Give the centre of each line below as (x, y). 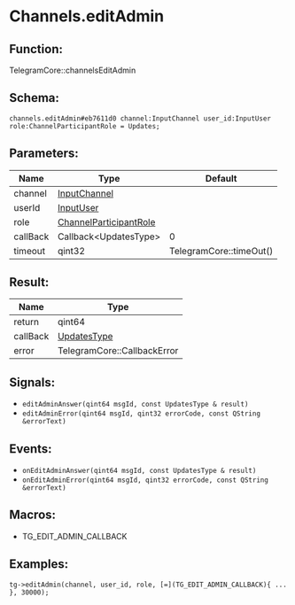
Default (221, 178)
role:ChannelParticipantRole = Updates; (85, 126)
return (27, 322)
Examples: (39, 564)
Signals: (32, 382)
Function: (36, 49)
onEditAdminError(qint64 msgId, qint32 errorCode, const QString (145, 480)
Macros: (32, 515)
